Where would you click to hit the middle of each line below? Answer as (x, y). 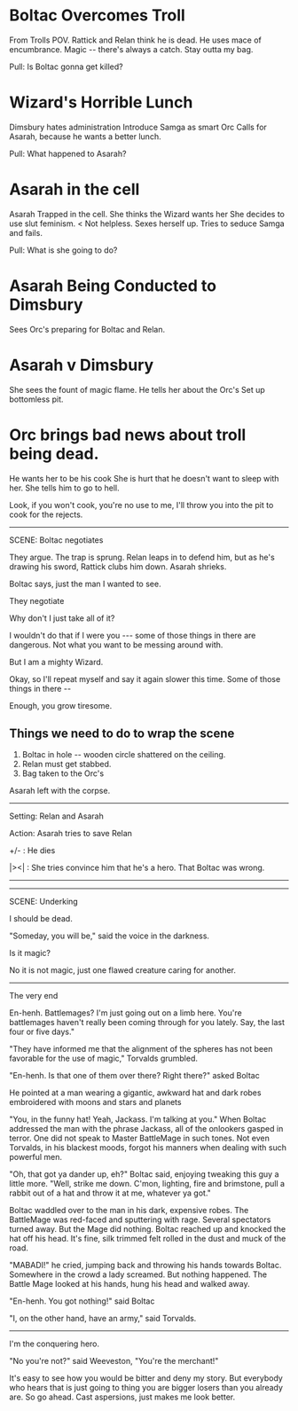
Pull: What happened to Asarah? (68, 153)
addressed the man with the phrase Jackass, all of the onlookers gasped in (146, 1129)
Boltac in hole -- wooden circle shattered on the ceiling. (124, 755)
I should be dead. (41, 919)
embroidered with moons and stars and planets (95, 1102)
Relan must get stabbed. (67, 764)
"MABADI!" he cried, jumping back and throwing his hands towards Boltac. (145, 1266)
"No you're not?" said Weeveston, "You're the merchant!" (114, 1361)
